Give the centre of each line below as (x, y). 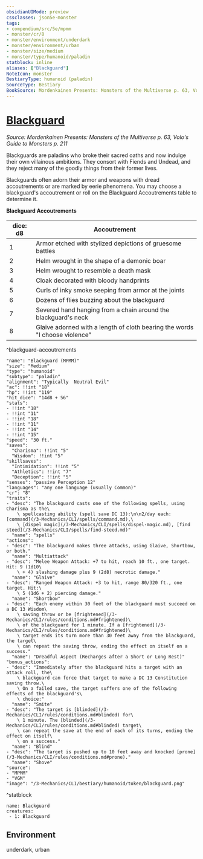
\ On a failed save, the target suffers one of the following (97, 688)
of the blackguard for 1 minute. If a (71, 625)
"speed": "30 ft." (29, 440)
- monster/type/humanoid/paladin (48, 57)
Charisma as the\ (28, 509)
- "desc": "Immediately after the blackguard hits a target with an (94, 667)
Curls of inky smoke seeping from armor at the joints (110, 290)
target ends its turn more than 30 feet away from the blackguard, (109, 635)
